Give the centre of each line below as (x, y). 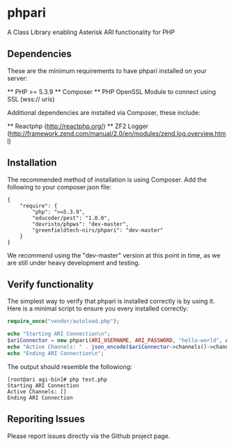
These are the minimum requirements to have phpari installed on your (107, 70)
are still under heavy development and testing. (74, 262)
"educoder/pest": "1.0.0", (71, 218)
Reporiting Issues (46, 419)
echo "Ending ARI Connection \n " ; (56, 353)
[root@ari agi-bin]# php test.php (57, 379)
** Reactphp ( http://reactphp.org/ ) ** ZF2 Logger (78, 126)
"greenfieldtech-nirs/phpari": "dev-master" (98, 230)
